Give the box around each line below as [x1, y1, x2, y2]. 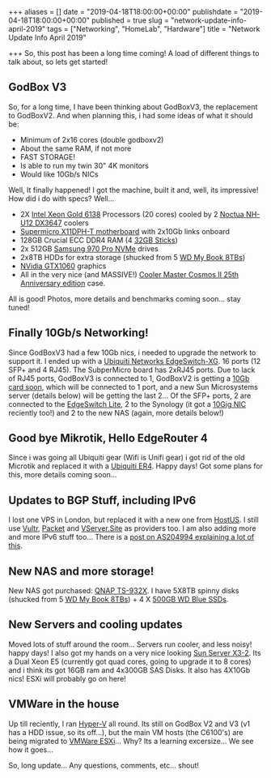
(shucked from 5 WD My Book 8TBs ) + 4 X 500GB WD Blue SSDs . [8, 595, 229, 605]
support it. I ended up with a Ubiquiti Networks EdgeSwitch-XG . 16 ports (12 [8, 356, 261, 365]
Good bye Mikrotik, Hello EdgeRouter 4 [8, 431, 209, 445]
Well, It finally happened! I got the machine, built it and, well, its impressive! [8, 185, 259, 194]
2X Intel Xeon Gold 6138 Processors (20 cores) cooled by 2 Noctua [19, 209, 244, 219]
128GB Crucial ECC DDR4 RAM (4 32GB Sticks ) [19, 235, 178, 245]
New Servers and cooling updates [8, 618, 183, 631]
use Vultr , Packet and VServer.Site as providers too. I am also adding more [8, 524, 256, 533]
